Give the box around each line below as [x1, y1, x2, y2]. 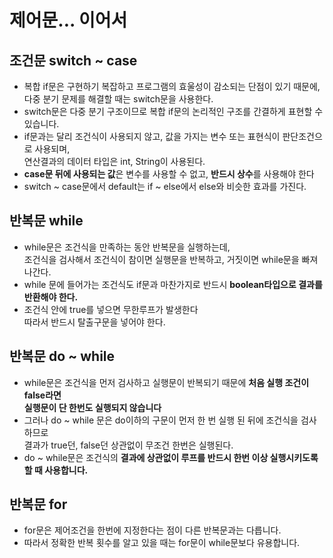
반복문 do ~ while [9, 348, 116, 365]
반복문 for [9, 496, 68, 513]
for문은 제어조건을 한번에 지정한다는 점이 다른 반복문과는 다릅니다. [23, 524, 282, 536]
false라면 [23, 389, 62, 401]
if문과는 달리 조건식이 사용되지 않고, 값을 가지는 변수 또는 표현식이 [23, 131, 281, 142]
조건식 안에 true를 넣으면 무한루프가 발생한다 [23, 303, 199, 315]
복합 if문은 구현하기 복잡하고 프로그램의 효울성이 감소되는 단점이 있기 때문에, [23, 81, 321, 92]
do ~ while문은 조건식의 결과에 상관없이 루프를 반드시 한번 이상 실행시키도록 [23, 451, 319, 463]
